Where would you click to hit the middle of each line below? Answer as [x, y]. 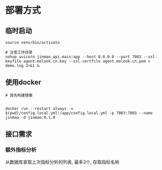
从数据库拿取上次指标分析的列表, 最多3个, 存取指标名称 [63, 162]
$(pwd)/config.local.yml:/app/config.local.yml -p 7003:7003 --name [79, 113]
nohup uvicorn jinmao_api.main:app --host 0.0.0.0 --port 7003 [73, 57]
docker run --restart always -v [39, 109]
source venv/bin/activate [32, 42]
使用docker [23, 82]
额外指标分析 [21, 150]
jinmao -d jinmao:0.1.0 [30, 117]
